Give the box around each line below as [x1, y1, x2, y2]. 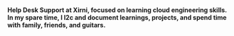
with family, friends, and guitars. [7, 20, 106, 29]
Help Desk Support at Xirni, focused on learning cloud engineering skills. [7, 6, 228, 14]
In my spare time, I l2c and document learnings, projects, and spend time [7, 13, 227, 21]
